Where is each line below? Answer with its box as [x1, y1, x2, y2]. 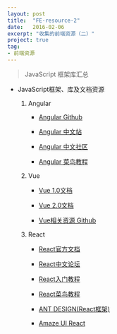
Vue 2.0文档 [38, 201, 74, 209]
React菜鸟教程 [38, 290, 80, 298]
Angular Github [38, 112, 83, 121]
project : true [7, 37, 49, 44]
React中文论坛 [38, 259, 80, 268]
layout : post [7, 10, 46, 18]
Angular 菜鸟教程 [38, 157, 88, 166]
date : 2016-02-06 [7, 23, 65, 30]
